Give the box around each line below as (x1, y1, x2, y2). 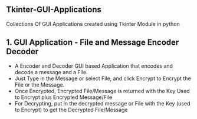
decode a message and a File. (14, 68, 88, 75)
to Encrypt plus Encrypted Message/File (14, 94, 113, 101)
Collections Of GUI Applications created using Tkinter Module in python (6, 20, 180, 27)
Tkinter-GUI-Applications (6, 5, 102, 15)
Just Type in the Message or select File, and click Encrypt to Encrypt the (14, 75, 191, 82)
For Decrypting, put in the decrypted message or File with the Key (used (14, 100, 191, 107)
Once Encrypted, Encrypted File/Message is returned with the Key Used (14, 87, 190, 94)
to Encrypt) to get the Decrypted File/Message (14, 106, 128, 113)
